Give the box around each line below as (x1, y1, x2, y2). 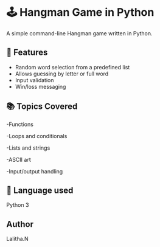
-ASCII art (6, 156, 32, 163)
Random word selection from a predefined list (15, 63, 130, 71)
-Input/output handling (6, 167, 63, 175)
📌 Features (6, 47, 48, 58)
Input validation (15, 76, 54, 83)
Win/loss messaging (15, 83, 66, 90)
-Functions (6, 120, 33, 128)
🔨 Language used (6, 185, 74, 195)
